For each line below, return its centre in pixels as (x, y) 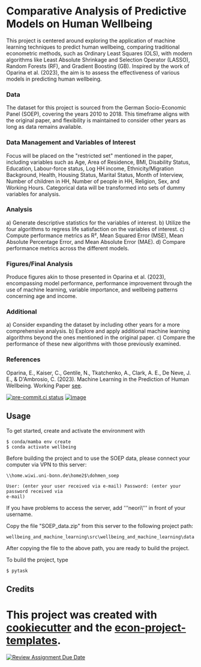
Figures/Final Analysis (40, 264)
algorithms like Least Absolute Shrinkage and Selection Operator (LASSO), (98, 60)
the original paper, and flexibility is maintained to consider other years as (96, 120)
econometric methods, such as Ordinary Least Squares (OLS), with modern (99, 53)
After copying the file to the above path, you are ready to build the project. (98, 548)
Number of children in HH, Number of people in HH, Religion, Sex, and (93, 181)
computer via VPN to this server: (46, 464)
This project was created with (82, 615)
